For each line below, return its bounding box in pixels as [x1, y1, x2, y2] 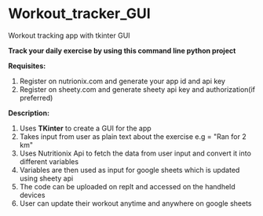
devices [19, 190, 46, 200]
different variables [19, 156, 79, 166]
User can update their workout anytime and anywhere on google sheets [19, 198, 252, 208]
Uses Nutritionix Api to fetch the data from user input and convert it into [19, 148, 251, 158]
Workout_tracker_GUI [8, 5, 151, 23]
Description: [8, 108, 49, 118]
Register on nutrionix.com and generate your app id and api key [19, 76, 226, 86]
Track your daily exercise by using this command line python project [8, 46, 236, 55]
